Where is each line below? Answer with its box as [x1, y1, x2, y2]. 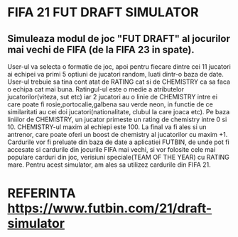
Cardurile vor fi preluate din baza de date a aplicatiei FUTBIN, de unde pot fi [7, 138, 229, 146]
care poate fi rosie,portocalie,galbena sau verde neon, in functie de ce [7, 100, 213, 109]
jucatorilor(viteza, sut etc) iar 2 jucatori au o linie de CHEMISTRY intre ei [7, 93, 218, 101]
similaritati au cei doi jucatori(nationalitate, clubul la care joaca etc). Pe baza [7, 108, 230, 116]
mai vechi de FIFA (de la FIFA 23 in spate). [7, 43, 195, 55]
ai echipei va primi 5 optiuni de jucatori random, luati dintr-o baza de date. [7, 70, 224, 78]
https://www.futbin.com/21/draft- [7, 200, 212, 216]
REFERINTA [7, 185, 76, 202]
